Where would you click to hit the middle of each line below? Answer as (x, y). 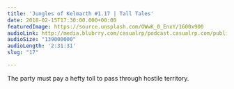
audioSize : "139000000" (42, 40)
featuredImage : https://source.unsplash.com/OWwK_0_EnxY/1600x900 (106, 26)
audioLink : (23, 33)
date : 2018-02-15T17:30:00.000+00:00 (62, 20)
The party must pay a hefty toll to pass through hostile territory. (98, 78)
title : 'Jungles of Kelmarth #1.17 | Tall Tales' (81, 14)
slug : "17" (23, 53)
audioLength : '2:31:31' (42, 46)
